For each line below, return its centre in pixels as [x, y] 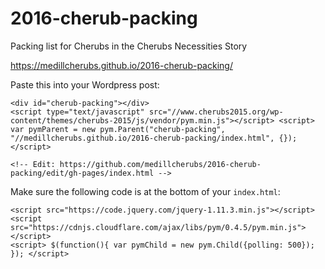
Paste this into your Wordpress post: [85, 84]
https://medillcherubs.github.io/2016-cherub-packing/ [121, 65]
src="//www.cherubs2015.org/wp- [216, 112]
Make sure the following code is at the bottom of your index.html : [145, 191]
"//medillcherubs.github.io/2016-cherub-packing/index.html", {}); [154, 138]
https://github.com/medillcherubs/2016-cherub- [160, 164]
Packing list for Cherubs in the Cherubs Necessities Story [129, 46]
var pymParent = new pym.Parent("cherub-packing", [118, 129]
